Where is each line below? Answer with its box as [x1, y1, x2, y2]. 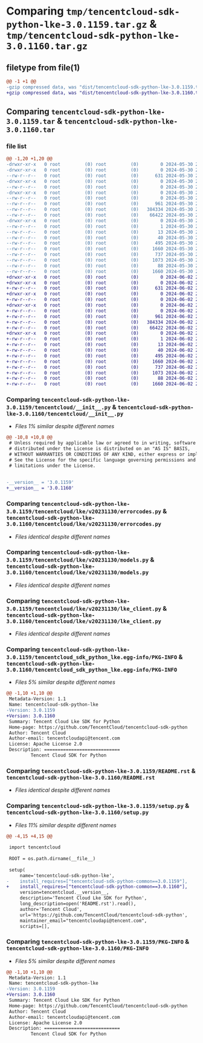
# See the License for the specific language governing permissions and [8, 457, 196, 463]
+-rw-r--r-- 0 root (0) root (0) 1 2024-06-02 [6, 336, 193, 342]
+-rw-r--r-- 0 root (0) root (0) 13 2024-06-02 [6, 342, 193, 348]
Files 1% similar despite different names [14, 423, 115, 430]
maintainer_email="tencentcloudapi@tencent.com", [19, 918, 147, 924]
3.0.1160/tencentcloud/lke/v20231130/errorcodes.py [6, 521, 162, 528]
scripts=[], [19, 923, 50, 929]
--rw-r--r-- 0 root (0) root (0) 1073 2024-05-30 [6, 257, 193, 263]
